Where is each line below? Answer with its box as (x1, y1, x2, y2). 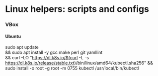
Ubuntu (5, 33, 21, 39)
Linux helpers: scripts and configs (5, 3, 149, 15)
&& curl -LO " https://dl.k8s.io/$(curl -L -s (5, 55, 89, 61)
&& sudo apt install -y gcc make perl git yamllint (5, 49, 103, 55)
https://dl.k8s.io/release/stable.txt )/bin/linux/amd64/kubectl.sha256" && (5, 60, 153, 66)
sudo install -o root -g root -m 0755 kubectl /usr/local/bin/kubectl (5, 65, 139, 71)
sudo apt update (5, 44, 39, 50)
